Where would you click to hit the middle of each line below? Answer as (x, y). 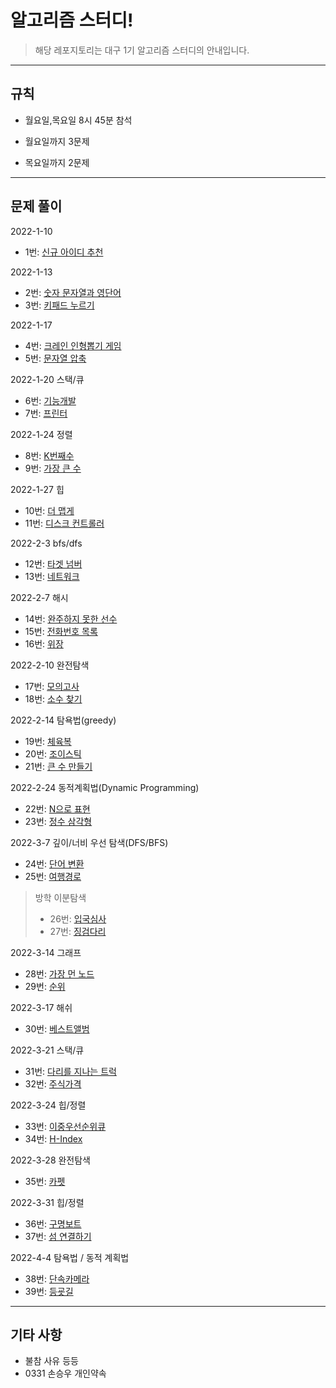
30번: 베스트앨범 (57, 1028)
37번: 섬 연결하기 (58, 1236)
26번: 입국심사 (78, 918)
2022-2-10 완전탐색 (50, 665)
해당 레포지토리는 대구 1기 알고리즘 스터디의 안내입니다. (142, 50)
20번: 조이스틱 (53, 753)
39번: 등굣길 (49, 1291)
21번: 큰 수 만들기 (58, 766)
